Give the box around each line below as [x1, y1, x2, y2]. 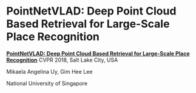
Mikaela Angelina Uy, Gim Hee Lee [6, 68, 93, 75]
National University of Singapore [6, 80, 88, 87]
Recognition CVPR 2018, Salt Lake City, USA [6, 56, 118, 63]
